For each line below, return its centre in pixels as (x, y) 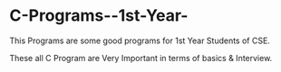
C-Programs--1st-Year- (99, 16)
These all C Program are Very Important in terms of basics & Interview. (141, 58)
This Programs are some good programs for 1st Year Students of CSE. (140, 40)
